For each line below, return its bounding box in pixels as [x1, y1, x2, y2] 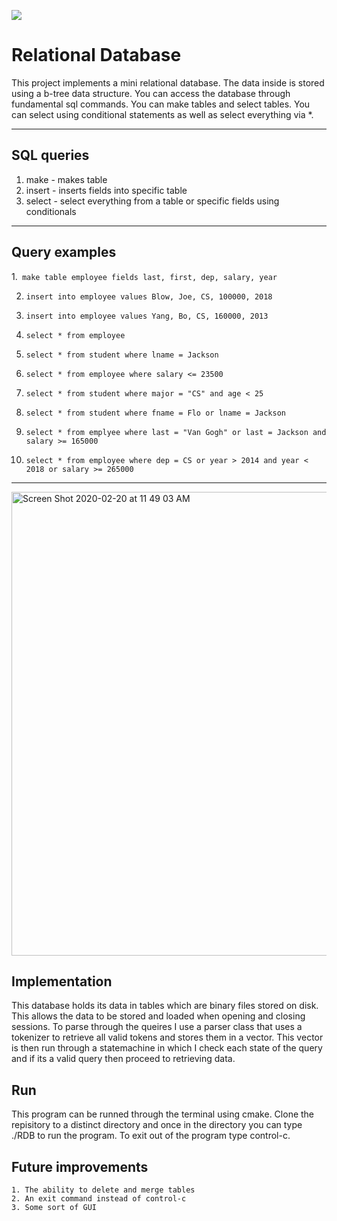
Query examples [11, 244, 117, 261]
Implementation [11, 973, 113, 990]
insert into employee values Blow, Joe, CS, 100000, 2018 [25, 291, 273, 302]
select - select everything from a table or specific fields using [25, 195, 280, 207]
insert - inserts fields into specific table [25, 184, 188, 196]
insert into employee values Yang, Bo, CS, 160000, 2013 [25, 311, 269, 321]
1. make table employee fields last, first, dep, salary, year [11, 270, 278, 282]
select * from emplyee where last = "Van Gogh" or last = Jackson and [25, 427, 327, 437]
